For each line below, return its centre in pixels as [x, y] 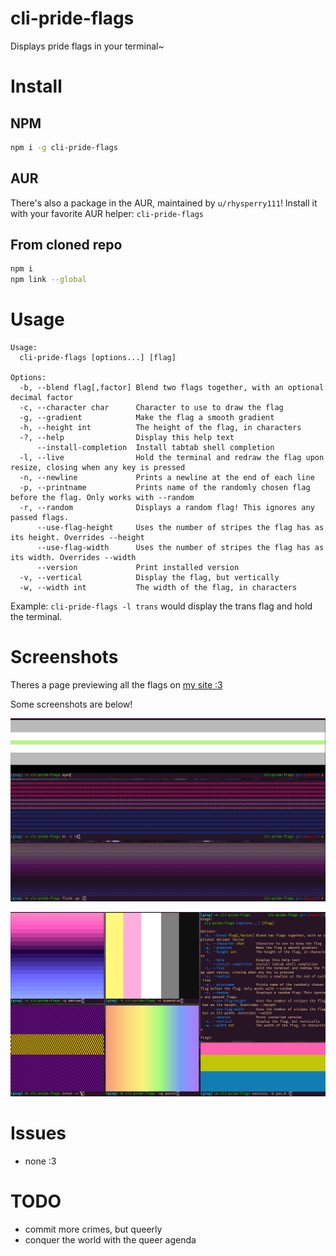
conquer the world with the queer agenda [110, 1239]
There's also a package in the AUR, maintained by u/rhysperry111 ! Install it [164, 203]
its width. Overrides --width [73, 558]
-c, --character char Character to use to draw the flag [151, 408]
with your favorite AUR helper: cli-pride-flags [107, 213]
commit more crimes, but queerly [93, 1229]
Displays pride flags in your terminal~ [87, 46]
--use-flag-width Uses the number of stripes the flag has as [180, 548]
